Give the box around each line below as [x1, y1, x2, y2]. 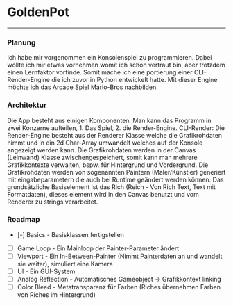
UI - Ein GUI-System [17, 267, 76, 275]
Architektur [7, 100, 47, 110]
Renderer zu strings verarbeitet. [7, 198, 98, 206]
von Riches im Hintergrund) [17, 291, 96, 299]
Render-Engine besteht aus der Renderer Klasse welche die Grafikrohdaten [7, 131, 223, 139]
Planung [7, 38, 36, 47]
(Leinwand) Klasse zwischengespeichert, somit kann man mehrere [7, 153, 198, 161]
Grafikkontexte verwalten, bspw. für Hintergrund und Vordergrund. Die [7, 161, 209, 169]
